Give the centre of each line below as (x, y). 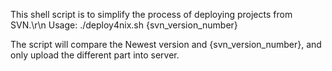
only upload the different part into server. (95, 55)
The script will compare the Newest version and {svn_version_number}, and (166, 44)
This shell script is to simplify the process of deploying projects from (151, 14)
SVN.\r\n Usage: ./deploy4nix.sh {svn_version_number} (124, 25)
